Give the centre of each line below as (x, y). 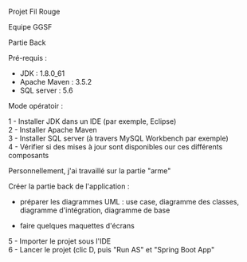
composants (29, 155)
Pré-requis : (28, 58)
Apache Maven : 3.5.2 (56, 82)
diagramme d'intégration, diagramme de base (95, 210)
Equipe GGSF (30, 27)
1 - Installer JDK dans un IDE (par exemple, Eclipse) (92, 121)
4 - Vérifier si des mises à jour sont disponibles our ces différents (116, 147)
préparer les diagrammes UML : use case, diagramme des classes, (129, 202)
